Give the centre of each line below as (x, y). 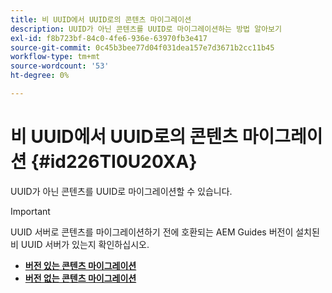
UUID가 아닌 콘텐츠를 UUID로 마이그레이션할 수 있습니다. (121, 191)
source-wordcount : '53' (60, 66)
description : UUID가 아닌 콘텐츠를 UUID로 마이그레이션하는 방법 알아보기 (146, 29)
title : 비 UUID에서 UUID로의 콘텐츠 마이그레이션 (101, 19)
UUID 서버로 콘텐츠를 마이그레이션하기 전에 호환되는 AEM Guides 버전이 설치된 (165, 232)
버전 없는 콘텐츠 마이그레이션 (80, 278)
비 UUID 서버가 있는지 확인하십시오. (80, 244)
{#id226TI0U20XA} (114, 162)
